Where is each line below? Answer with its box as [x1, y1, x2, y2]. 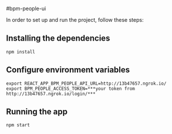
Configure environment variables [6, 65, 130, 75]
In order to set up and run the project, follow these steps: [6, 16, 144, 23]
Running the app [6, 107, 68, 117]
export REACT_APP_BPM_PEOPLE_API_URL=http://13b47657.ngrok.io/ [6, 81, 167, 86]
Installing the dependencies [6, 33, 110, 43]
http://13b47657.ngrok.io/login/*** [6, 91, 96, 96]
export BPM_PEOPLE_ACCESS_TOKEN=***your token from [6, 85, 135, 92]
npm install [6, 49, 35, 55]
